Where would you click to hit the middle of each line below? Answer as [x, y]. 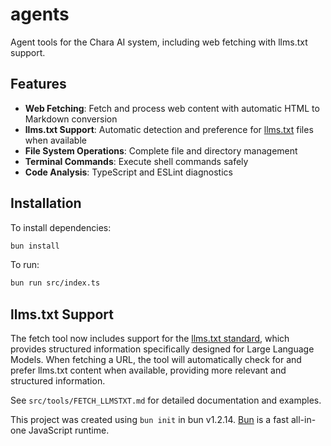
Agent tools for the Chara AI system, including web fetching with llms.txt [159, 42]
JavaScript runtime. [69, 430]
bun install [35, 246]
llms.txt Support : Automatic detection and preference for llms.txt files [169, 129]
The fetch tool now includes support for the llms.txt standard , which [150, 339]
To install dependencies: [61, 227]
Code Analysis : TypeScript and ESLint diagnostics [128, 172]
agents [40, 14]
